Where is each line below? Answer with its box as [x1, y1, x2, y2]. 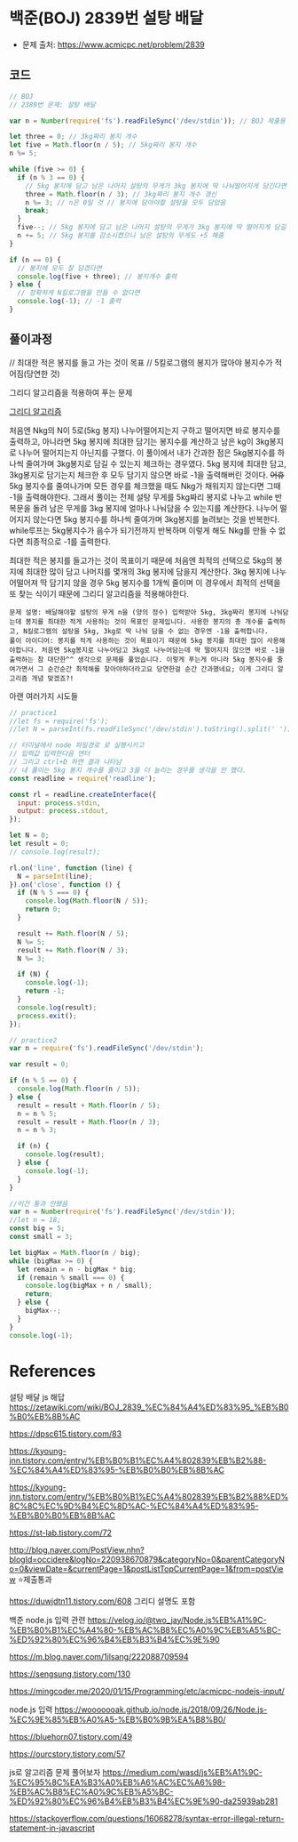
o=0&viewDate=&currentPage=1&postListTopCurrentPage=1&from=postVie [9, 1563, 284, 1574]
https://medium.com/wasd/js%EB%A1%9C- [102, 1766, 263, 1777]
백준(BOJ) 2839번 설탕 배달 [9, 8, 204, 28]
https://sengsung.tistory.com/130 [9, 1669, 131, 1679]
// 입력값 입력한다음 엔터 [9, 749, 90, 759]
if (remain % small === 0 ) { [17, 1273, 125, 1282]
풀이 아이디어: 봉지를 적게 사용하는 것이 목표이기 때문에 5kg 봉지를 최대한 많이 [9, 636, 263, 645]
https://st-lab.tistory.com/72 [9, 1527, 113, 1538]
